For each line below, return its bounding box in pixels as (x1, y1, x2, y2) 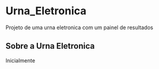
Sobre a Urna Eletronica (5, 41, 95, 51)
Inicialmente (5, 57, 36, 64)
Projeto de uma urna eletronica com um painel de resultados (5, 24, 154, 31)
